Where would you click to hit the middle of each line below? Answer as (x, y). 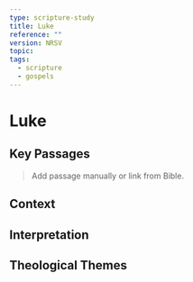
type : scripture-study (52, 18)
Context (32, 204)
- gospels (36, 77)
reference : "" (36, 34)
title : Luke (32, 26)
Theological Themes (69, 265)
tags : (19, 59)
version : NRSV (36, 43)
